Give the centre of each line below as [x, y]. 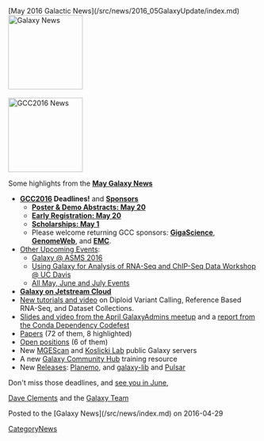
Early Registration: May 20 [76, 215]
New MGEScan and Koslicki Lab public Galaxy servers [108, 350]
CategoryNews [33, 429]
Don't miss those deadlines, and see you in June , [88, 383]
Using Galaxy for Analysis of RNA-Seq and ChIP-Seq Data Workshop [143, 266]
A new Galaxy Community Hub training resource [98, 359]
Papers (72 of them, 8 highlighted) [76, 334]
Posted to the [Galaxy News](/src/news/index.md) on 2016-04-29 [116, 413]
